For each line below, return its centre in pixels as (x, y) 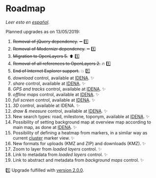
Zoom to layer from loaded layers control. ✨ (57, 149)
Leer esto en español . (28, 22)
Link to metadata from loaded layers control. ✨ (60, 154)
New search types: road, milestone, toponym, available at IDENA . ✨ (81, 116)
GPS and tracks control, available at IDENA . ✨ (59, 89)
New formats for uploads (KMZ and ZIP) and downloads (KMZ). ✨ (79, 143)
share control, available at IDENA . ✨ (49, 83)
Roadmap (26, 9)
